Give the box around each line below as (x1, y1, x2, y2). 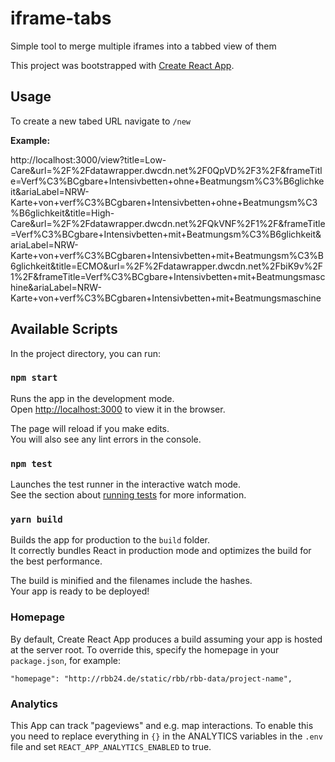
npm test (10, 458, 53, 469)
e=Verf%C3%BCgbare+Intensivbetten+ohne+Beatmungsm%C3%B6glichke (10, 175, 325, 187)
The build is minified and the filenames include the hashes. (10, 575, 253, 587)
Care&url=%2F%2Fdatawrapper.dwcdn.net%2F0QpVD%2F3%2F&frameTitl (10, 164, 323, 176)
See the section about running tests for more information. (10, 489, 247, 501)
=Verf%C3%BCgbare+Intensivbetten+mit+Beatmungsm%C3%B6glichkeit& (10, 228, 322, 240)
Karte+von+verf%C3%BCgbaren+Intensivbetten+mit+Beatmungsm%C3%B (10, 249, 325, 261)
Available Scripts (10, 321, 118, 338)
